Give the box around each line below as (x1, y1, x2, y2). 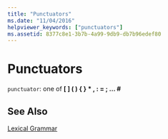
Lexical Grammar (7, 124, 58, 133)
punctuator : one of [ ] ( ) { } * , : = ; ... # (7, 85, 122, 93)
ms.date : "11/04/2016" (7, 17, 75, 24)
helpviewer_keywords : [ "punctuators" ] (7, 24, 123, 31)
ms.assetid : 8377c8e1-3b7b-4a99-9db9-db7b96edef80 (7, 30, 162, 38)
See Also (7, 105, 48, 118)
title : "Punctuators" (7, 10, 72, 18)
